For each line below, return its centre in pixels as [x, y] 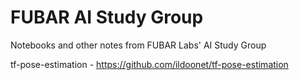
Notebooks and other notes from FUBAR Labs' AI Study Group [138, 45]
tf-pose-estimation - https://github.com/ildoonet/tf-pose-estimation [149, 64]
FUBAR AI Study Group [107, 17]
